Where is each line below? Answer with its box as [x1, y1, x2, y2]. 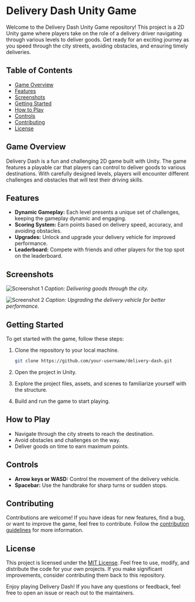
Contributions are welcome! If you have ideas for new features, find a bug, [6, 514, 186, 521]
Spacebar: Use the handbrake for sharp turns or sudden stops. [14, 482, 167, 489]
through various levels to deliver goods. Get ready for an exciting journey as [6, 36, 189, 43]
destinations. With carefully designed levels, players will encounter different [6, 170, 189, 177]
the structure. [14, 386, 48, 393]
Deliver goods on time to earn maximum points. [14, 442, 129, 450]
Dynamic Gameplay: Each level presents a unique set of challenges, [14, 208, 180, 216]
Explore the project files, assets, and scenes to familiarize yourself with [14, 380, 187, 387]
